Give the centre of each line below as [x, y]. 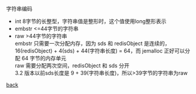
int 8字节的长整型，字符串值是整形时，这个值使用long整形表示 [91, 21]
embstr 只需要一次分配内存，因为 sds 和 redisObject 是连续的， [92, 43]
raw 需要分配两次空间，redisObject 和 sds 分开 [72, 66]
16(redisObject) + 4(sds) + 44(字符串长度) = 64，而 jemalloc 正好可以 [100, 51]
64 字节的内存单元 [44, 58]
